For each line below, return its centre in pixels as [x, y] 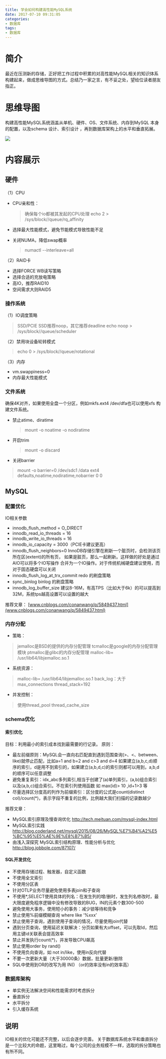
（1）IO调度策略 [21, 315]
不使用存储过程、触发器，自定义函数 [49, 871]
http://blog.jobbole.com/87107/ [44, 848]
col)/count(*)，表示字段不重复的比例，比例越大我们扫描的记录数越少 [82, 798]
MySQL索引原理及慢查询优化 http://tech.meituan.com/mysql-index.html [85, 819]
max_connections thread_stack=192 [54, 684]
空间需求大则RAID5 [32, 289]
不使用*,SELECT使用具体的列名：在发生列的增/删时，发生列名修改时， [83, 896]
